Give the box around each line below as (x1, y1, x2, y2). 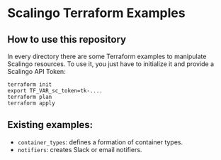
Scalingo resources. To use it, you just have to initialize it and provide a (7, 60, 215, 68)
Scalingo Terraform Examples (7, 5, 186, 21)
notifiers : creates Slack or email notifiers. (17, 145, 142, 154)
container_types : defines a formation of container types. (17, 137, 183, 146)
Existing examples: (7, 119, 93, 131)
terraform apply (7, 100, 55, 107)
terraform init (7, 81, 52, 88)
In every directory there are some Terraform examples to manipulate (7, 52, 207, 60)
